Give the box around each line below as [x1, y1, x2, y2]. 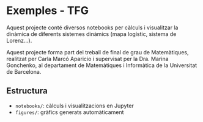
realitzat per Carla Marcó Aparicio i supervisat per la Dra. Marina [6, 55, 169, 62]
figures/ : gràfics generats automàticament [15, 108, 124, 116]
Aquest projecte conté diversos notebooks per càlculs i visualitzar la [6, 24, 179, 31]
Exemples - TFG [6, 4, 89, 18]
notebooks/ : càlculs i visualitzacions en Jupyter [15, 102, 135, 109]
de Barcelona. [6, 68, 42, 75]
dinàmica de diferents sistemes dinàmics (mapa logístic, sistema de [6, 30, 177, 37]
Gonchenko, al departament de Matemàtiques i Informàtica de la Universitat [6, 62, 197, 69]
